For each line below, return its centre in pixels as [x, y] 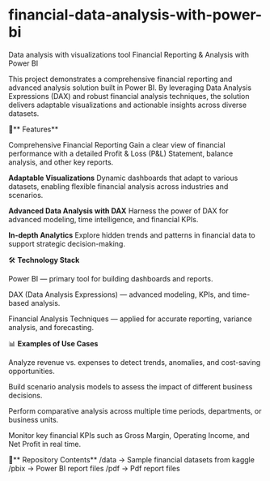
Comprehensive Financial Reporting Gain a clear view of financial [117, 144]
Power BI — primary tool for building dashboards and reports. [111, 278]
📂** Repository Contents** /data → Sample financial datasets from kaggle [131, 459]
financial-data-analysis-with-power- [135, 15]
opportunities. [32, 371]
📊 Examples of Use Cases [53, 343]
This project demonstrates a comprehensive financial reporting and [120, 79]
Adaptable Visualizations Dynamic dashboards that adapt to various [123, 178]
